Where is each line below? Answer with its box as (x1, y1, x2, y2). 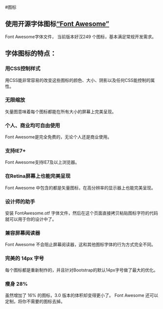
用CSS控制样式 (5, 65, 41, 72)
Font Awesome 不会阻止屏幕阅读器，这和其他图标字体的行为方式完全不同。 (5, 242, 156, 248)
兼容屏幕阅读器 (5, 230, 41, 236)
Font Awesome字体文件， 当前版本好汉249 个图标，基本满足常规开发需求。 (5, 34, 157, 39)
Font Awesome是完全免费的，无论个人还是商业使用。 (5, 134, 112, 140)
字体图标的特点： (5, 49, 57, 58)
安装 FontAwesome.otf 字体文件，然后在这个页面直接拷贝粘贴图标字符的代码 (5, 210, 158, 216)
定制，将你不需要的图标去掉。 (5, 298, 65, 304)
